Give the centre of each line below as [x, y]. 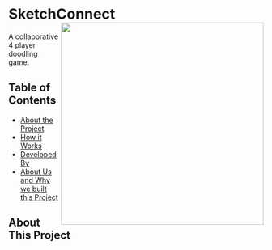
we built [33, 189]
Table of [30, 88]
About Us [36, 172]
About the [37, 120]
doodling [23, 53]
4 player [22, 44]
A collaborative [34, 36]
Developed [38, 154]
